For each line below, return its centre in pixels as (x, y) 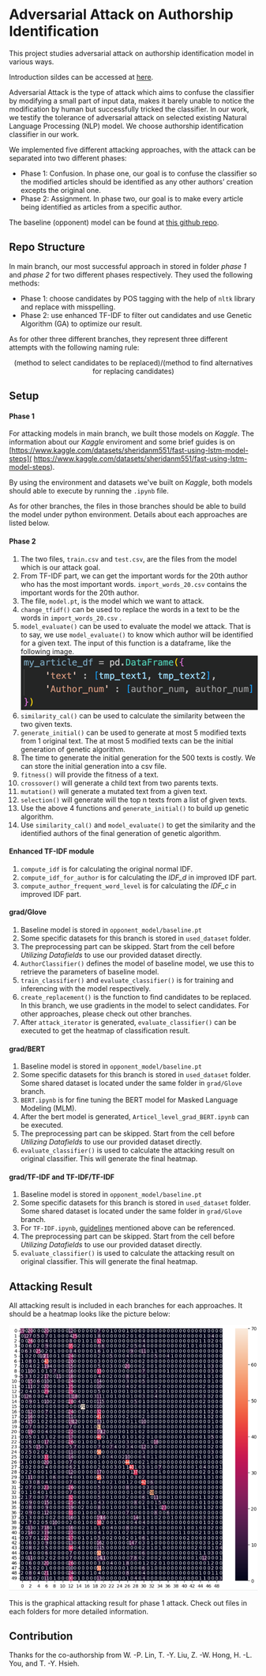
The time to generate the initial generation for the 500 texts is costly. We (138, 758)
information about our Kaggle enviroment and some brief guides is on (122, 442)
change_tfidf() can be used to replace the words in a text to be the (130, 609)
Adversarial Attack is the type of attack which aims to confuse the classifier (132, 92)
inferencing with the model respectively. (86, 989)
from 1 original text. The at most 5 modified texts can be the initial (127, 740)
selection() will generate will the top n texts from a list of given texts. (133, 800)
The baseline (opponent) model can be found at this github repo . (114, 222)
